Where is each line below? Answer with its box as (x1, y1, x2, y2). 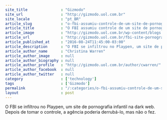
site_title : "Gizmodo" (5, 7, 85, 12)
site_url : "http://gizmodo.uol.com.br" (5, 12, 126, 17)
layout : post (5, 90, 75, 95)
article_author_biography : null (5, 58, 75, 63)
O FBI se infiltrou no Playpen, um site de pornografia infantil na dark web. (5, 104, 156, 110)
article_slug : (5, 21, 64, 26)
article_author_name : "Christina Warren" (5, 49, 106, 54)
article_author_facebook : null (5, 67, 75, 72)
